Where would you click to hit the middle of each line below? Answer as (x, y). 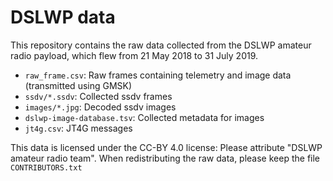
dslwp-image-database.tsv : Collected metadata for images (144, 117)
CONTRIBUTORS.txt (46, 167)
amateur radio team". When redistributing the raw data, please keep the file (165, 158)
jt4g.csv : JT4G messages (78, 128)
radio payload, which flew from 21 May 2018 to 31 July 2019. (134, 55)
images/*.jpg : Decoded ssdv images (100, 107)
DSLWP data (63, 17)
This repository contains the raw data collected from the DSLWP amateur (161, 45)
